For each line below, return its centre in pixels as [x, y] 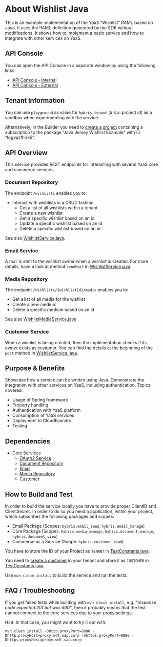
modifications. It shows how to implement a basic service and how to [74, 33]
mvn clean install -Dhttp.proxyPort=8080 [48, 631]
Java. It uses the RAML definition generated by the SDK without [69, 27]
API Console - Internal [34, 80]
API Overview [26, 153]
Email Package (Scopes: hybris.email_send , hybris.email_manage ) [78, 526]
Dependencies [28, 441]
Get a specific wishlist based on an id [57, 218]
